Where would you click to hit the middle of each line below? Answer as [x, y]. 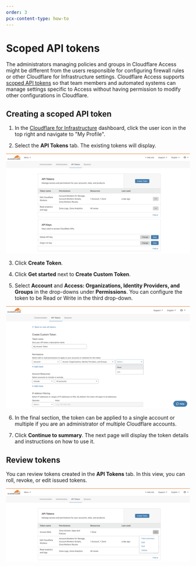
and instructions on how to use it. [55, 441]
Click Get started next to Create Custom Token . [73, 274]
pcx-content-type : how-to [37, 18]
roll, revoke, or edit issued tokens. [47, 481]
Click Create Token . [38, 263]
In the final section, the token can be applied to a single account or [94, 418]
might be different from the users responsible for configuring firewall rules [95, 71]
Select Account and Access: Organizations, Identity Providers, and [97, 285]
